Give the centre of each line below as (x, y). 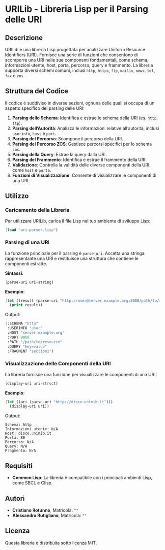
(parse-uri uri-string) (29, 282)
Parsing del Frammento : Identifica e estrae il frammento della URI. (80, 160)
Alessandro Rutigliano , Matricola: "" (49, 515)
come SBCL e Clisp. (32, 483)
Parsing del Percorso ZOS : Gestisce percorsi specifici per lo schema (82, 144)
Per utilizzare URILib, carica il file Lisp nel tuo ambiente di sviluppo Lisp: (78, 221)
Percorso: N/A (20, 442)
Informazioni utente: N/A (31, 429)
